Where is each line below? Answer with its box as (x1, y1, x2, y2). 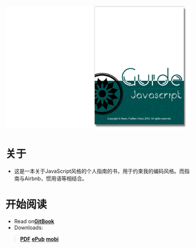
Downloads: (14, 224, 44, 231)
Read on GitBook (14, 218, 54, 225)
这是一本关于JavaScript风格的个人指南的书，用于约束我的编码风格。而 (14, 168, 185, 175)
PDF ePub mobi (19, 236, 59, 243)
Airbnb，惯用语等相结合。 (24, 175, 88, 182)
